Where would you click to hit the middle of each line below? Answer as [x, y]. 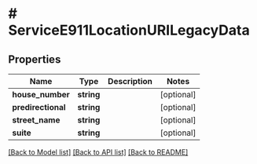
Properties [35, 59]
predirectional [39, 107]
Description [130, 81]
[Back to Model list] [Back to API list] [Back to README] [98, 152]
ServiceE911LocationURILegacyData [129, 30]
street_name [36, 120]
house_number [41, 95]
